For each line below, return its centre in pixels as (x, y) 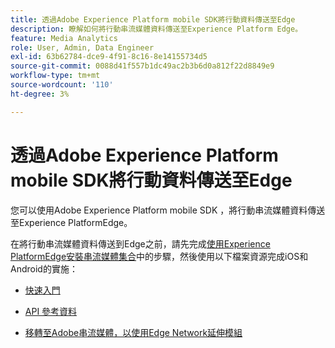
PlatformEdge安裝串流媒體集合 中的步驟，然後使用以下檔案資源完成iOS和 (159, 256)
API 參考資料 (51, 311)
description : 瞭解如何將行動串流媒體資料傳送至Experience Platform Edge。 (156, 29)
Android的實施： (44, 268)
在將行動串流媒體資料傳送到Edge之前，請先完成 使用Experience (140, 243)
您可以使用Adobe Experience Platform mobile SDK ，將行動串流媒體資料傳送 (168, 210)
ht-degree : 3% (40, 94)
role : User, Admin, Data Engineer (82, 47)
